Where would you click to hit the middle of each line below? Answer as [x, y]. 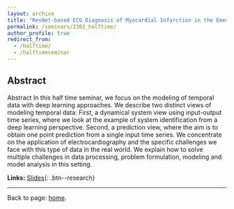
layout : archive [31, 14]
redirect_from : [29, 40]
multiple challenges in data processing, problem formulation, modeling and [115, 157]
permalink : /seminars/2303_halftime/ [62, 26]
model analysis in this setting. [50, 164]
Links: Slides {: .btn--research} [51, 178]
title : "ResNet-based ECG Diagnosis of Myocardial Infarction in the [110, 20]
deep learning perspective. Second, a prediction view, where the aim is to [112, 127]
